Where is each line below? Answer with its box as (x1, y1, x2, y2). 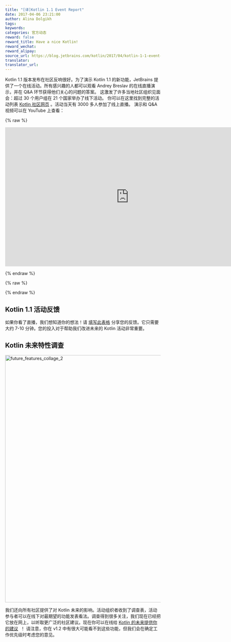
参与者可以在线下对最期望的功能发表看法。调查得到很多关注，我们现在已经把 (5, 613, 161, 619)
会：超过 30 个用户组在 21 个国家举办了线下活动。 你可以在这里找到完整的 (5, 95, 155, 101)
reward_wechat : (5, 44, 37, 49)
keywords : (5, 26, 26, 31)
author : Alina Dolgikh (5, 16, 52, 21)
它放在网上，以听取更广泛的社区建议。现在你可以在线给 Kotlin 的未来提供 (5, 619, 153, 625)
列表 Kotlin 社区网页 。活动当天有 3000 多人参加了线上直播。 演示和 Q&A (9, 101, 157, 107)
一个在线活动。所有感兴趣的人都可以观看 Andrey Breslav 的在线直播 (13, 83, 151, 89)
